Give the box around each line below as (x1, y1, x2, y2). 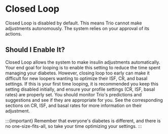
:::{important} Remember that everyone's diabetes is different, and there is (5, 118, 161, 124)
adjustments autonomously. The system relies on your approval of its (5, 25, 150, 31)
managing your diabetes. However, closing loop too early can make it (5, 70, 150, 76)
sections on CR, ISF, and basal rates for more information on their (5, 102, 142, 109)
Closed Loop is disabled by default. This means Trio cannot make (5, 20, 142, 26)
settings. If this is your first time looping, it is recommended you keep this (5, 81, 159, 87)
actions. (5, 31, 22, 37)
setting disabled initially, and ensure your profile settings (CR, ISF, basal (5, 86, 155, 92)
